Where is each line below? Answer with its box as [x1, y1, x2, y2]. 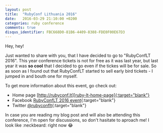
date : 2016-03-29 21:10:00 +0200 [5, 16, 77, 21]
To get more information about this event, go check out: [5, 83, 117, 88]
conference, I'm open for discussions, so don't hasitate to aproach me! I [5, 117, 149, 123]
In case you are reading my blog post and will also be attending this [5, 112, 140, 117]
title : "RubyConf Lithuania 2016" [5, 12, 77, 17]
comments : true [5, 25, 36, 30]
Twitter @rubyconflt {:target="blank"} [12, 103, 87, 108]
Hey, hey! [5, 43, 24, 49]
